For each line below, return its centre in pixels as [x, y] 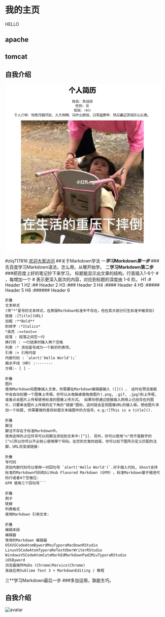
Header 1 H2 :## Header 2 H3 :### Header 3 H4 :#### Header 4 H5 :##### [82, 285]
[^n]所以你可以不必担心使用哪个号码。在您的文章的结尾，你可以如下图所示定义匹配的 [79, 441]
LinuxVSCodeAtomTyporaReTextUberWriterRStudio [54, 550]
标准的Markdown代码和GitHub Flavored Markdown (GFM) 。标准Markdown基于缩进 [81, 473]
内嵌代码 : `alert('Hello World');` [41, 358]
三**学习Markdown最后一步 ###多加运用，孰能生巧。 [60, 580]
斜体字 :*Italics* [23, 327]
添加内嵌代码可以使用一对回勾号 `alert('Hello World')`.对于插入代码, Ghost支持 [82, 468]
